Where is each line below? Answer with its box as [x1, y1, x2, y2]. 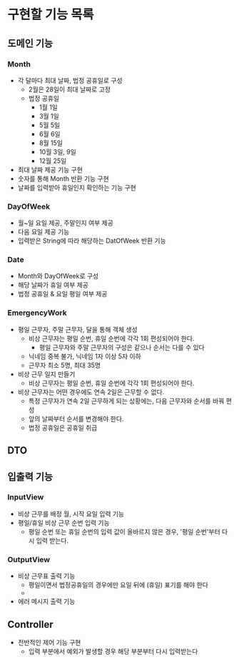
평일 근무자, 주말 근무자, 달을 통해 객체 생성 [17, 325, 138, 333]
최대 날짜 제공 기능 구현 [17, 165, 83, 174]
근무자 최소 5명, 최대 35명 [28, 361, 101, 369]
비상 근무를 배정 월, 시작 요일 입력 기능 [17, 509, 125, 518]
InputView [7, 492, 44, 502]
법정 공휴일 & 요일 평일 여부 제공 [17, 290, 108, 299]
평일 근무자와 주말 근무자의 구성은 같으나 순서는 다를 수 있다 [39, 343, 205, 351]
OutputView [7, 554, 51, 564]
